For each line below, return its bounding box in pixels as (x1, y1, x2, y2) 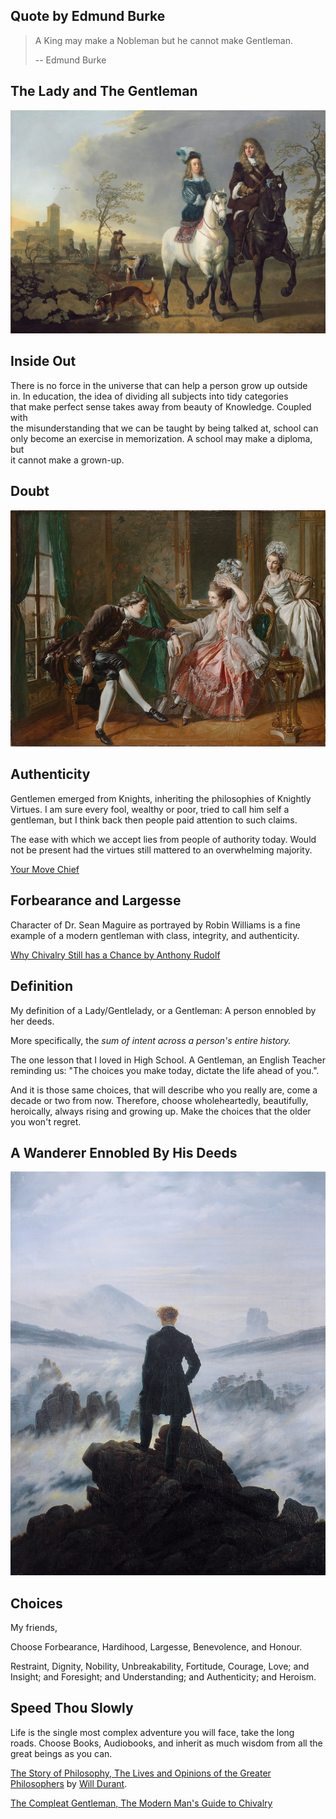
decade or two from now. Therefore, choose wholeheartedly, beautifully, (10, 1094, 309, 1106)
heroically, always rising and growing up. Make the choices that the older (10, 1105, 312, 1117)
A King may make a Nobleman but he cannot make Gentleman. (34, 34, 293, 46)
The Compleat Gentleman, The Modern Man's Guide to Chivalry (10, 1797, 273, 1809)
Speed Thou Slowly (10, 1700, 134, 1717)
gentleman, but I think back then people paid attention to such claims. (10, 814, 298, 826)
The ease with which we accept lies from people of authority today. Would (10, 833, 317, 845)
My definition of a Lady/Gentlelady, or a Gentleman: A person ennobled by (10, 1004, 317, 1016)
